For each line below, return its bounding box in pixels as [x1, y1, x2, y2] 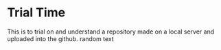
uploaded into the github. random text [7, 34, 115, 42]
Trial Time [7, 5, 66, 21]
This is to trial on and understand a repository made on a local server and [7, 27, 215, 36]
